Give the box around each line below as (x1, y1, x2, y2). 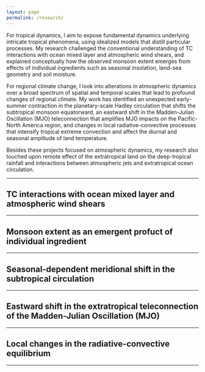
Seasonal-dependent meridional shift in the (6, 264, 175, 274)
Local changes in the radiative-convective (6, 339, 170, 349)
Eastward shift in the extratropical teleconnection (6, 301, 199, 312)
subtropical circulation (6, 273, 95, 284)
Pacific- (178, 114, 198, 122)
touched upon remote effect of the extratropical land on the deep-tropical (6, 152, 192, 160)
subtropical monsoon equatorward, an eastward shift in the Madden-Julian (6, 108, 195, 116)
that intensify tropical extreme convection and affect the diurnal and (6, 128, 177, 135)
